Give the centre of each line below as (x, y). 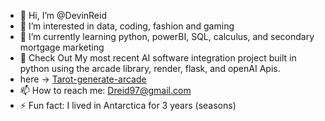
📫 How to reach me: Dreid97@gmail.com (105, 90)
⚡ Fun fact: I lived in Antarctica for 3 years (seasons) (128, 105)
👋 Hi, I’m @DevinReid (63, 15)
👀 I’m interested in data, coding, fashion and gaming (127, 26)
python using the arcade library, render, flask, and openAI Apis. (150, 68)
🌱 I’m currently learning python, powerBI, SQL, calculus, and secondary (167, 36)
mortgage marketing (62, 47)
